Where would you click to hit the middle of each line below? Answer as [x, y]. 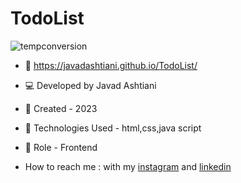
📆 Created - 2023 [61, 108]
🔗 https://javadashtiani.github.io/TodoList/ [111, 65]
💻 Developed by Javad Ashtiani [90, 85]
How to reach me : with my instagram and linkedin [128, 166]
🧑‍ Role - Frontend [61, 147]
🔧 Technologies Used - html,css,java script [113, 128]
